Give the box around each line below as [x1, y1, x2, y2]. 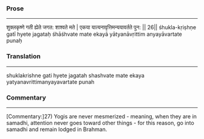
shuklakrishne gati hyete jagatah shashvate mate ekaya [6, 72, 144, 79]
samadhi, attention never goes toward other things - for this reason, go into [6, 119, 194, 126]
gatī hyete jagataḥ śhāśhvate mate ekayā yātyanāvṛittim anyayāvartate [6, 30, 182, 38]
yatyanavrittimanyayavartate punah [6, 78, 95, 86]
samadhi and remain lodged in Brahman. [6, 126, 107, 133]
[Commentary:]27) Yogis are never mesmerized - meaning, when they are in [6, 112, 197, 120]
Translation [6, 52, 41, 61]
